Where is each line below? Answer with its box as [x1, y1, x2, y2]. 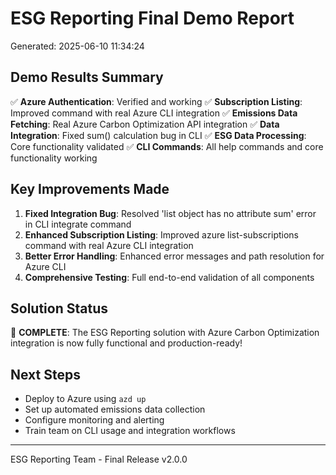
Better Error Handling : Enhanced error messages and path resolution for [24, 250, 325, 262]
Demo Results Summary [10, 69, 164, 86]
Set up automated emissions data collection [24, 403, 206, 416]
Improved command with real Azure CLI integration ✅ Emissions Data [10, 107, 298, 119]
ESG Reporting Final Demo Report [10, 7, 295, 30]
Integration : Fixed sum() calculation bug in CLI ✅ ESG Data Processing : [10, 129, 307, 141]
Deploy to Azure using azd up [24, 393, 147, 405]
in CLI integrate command [24, 218, 132, 230]
